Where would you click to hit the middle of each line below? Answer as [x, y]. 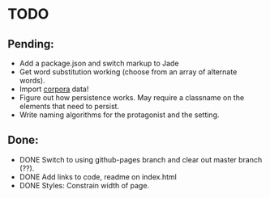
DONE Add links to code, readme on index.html [98, 177]
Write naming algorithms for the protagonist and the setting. [119, 115]
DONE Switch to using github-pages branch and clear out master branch [141, 159]
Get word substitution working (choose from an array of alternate [128, 72]
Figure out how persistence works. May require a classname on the [132, 97]
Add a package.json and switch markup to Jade [99, 63]
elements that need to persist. [69, 106]
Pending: [31, 44]
